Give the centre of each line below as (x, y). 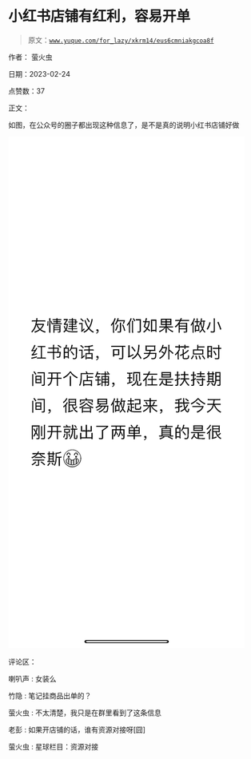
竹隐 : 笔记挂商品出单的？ (50, 695)
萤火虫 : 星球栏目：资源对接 (53, 746)
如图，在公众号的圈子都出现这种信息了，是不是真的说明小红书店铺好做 (124, 125)
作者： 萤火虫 (30, 57)
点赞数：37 (27, 91)
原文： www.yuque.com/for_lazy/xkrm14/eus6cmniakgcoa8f (121, 40)
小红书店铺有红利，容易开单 (100, 16)
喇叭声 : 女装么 (32, 678)
